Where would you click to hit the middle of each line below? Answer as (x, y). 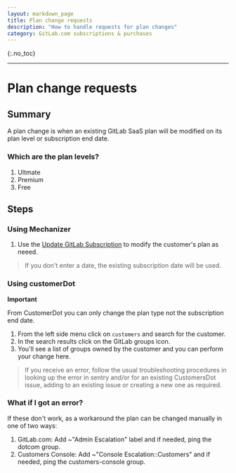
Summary (29, 114)
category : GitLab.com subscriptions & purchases (80, 33)
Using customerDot (41, 284)
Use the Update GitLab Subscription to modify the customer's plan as (118, 245)
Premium (31, 179)
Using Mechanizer (39, 229)
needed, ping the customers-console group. (81, 462)
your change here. (44, 356)
